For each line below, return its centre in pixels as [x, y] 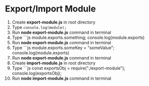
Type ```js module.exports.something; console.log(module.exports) [78, 37]
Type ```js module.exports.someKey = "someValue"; [63, 48]
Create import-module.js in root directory [54, 63]
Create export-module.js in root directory [54, 22]
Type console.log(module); [39, 27]
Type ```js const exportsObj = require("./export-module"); [68, 68]
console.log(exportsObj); [37, 73]
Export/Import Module [50, 9]
